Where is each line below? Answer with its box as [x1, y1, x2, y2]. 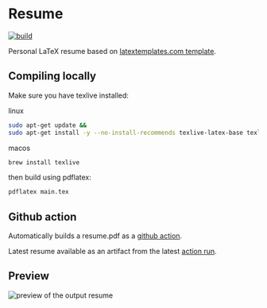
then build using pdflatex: [8, 172, 91, 183]
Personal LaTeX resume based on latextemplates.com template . [8, 46, 217, 56]
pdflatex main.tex [8, 188, 69, 196]
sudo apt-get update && [8, 121, 87, 129]
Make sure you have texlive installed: [8, 90, 130, 100]
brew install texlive [8, 158, 80, 167]
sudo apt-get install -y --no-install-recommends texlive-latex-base [8, 129, 244, 137]
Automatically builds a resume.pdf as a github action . [8, 231, 183, 241]
